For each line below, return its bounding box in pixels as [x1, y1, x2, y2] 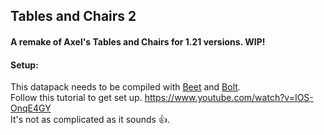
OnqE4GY [10, 102, 52, 114]
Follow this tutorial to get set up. [10, 92, 143, 104]
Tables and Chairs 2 [10, 8, 137, 25]
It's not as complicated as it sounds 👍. [10, 114, 170, 126]
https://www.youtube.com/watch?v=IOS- [144, 92, 314, 104]
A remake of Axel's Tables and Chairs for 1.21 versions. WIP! [10, 35, 266, 48]
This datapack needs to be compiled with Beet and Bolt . [10, 81, 241, 93]
